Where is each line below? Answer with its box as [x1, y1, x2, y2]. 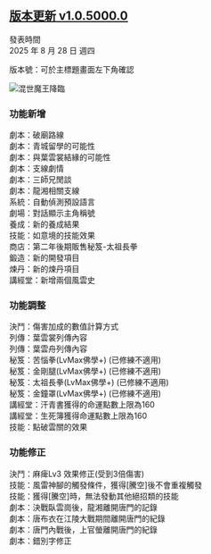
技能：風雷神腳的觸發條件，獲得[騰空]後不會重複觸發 [9, 479, 203, 490]
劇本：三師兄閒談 [9, 174, 72, 185]
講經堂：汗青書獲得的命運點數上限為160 [9, 399, 156, 410]
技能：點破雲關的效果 [9, 422, 87, 432]
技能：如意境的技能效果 [9, 231, 95, 241]
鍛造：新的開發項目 [9, 253, 80, 264]
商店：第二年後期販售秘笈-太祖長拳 [9, 241, 138, 252]
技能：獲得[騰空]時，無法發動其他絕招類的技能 [9, 491, 180, 501]
